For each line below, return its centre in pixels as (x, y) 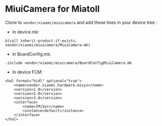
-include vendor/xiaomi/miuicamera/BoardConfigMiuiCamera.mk (69, 63)
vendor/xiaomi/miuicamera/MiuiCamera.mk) (48, 45)
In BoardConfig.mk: (31, 54)
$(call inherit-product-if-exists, (41, 41)
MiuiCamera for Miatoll (52, 9)
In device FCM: (27, 72)
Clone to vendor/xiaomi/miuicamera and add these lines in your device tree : (81, 22)
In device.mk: (26, 32)
